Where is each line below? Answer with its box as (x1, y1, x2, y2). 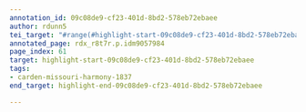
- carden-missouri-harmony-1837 (9, 73, 132, 82)
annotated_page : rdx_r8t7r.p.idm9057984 (9, 38, 166, 48)
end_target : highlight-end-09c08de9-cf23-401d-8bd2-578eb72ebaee (9, 81, 262, 90)
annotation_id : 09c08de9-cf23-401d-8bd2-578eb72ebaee (9, 13, 219, 23)
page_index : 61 (9, 47, 67, 56)
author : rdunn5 (9, 22, 67, 31)
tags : (9, 65, 30, 74)
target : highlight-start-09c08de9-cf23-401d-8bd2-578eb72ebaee (9, 56, 255, 65)
